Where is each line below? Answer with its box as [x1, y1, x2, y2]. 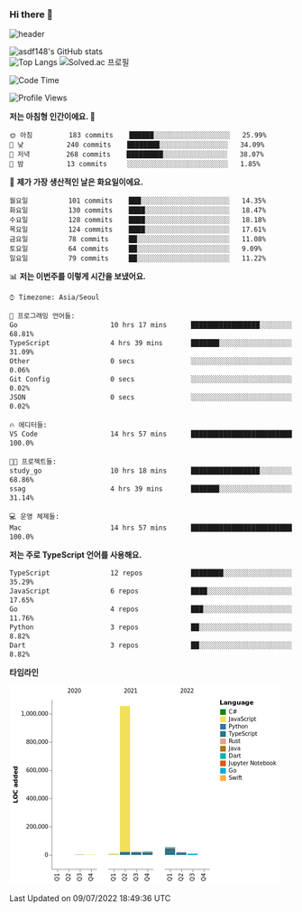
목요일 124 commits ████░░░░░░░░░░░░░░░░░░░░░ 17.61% [9, 225, 267, 234]
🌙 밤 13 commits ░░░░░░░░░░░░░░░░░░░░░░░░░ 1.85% [9, 160, 261, 169]
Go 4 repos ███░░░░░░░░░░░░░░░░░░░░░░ [9, 605, 293, 614]
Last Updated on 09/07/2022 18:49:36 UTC [9, 893, 171, 904]
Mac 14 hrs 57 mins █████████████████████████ [9, 523, 293, 532]
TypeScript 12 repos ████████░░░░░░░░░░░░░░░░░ [9, 569, 293, 578]
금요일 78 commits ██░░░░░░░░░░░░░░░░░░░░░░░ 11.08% [9, 235, 267, 244]
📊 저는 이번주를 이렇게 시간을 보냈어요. [9, 271, 147, 282]
